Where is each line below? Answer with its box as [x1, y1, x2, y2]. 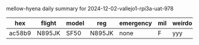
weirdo [172, 19, 192, 27]
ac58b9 [9, 29, 31, 37]
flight [41, 19, 57, 27]
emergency [119, 19, 152, 27]
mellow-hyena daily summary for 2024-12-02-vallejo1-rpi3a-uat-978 [6, 5, 174, 12]
